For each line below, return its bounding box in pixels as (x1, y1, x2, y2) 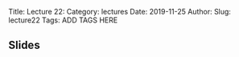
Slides (8, 39, 40, 52)
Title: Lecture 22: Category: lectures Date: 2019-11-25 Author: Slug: (8, 7, 232, 16)
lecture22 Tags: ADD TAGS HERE (8, 15, 118, 25)
